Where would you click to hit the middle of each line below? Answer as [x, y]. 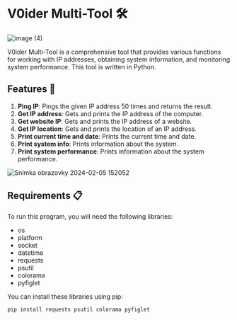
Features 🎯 [31, 89]
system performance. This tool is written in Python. [82, 67]
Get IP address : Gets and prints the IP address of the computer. [110, 113]
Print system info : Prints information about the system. [98, 144]
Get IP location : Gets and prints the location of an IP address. [107, 129]
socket [27, 245]
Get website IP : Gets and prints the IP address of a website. [105, 121]
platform [30, 237]
